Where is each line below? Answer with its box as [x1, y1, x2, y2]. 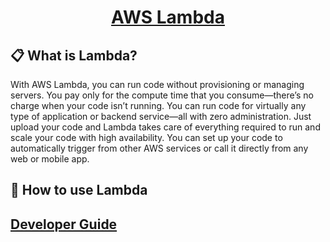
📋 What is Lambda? [10, 47, 138, 64]
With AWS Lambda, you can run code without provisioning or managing [10, 79, 305, 90]
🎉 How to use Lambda [10, 182, 148, 199]
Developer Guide [10, 216, 118, 233]
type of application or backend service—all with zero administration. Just [10, 111, 312, 122]
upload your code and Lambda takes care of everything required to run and [10, 121, 321, 133]
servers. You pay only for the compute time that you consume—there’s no [10, 89, 314, 101]
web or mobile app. [10, 153, 90, 165]
